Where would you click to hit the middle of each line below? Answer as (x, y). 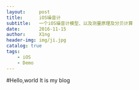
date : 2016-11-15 (36, 29)
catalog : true (24, 46)
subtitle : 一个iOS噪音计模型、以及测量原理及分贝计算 (70, 23)
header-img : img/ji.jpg (36, 40)
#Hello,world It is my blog (38, 80)
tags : (13, 52)
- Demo (25, 63)
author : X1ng (28, 35)
